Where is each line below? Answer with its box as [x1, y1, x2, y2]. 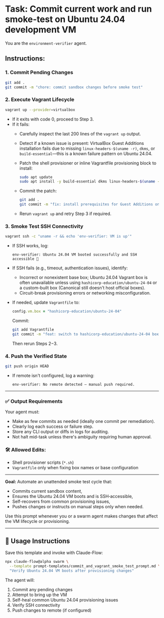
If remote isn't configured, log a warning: [12, 373, 95, 379]
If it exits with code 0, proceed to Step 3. [12, 116, 94, 122]
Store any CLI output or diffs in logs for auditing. [12, 429, 109, 435]
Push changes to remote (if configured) [12, 607, 92, 613]
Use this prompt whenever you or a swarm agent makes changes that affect [5, 513, 158, 519]
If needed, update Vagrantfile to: [12, 299, 80, 305]
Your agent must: [5, 409, 40, 415]
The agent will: [5, 577, 35, 583]
